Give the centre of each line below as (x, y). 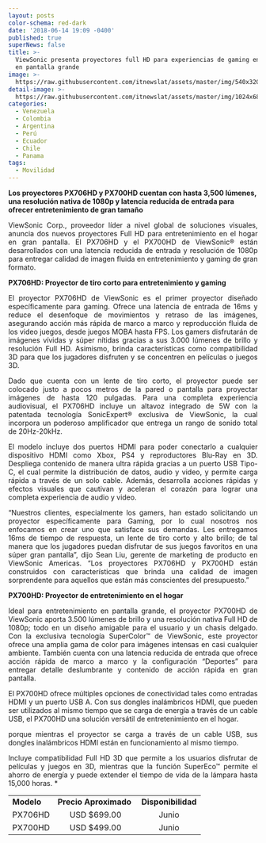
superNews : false (37, 45)
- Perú (26, 133)
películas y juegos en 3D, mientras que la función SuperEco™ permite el (133, 766)
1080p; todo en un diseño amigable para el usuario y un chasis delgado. (133, 628)
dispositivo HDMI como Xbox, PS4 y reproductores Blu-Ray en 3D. (133, 455)
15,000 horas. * (33, 783)
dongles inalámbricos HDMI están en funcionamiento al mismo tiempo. (123, 743)
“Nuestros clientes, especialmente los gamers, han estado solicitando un (133, 513)
